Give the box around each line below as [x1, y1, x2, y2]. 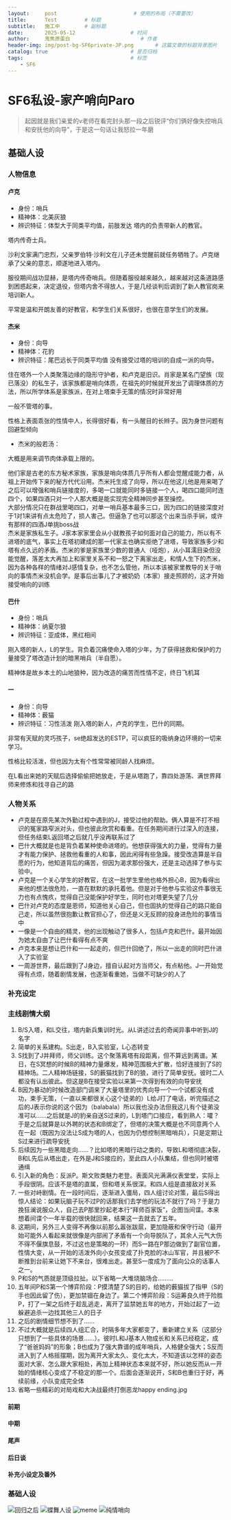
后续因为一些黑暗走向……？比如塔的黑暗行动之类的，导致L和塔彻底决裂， [17, 1146, 224, 1154]
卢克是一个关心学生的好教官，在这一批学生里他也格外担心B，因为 [17, 875, 202, 884]
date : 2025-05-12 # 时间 [8, 29, 147, 36]
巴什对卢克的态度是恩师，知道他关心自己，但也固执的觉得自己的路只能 [17, 901, 217, 909]
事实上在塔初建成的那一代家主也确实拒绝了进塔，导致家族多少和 [43, 537, 224, 546]
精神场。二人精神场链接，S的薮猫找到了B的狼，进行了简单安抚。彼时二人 [17, 1068, 224, 1077]
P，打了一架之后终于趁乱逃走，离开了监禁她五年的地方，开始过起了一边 [17, 1300, 220, 1308]
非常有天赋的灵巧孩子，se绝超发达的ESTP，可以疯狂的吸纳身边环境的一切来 [8, 734, 222, 742]
